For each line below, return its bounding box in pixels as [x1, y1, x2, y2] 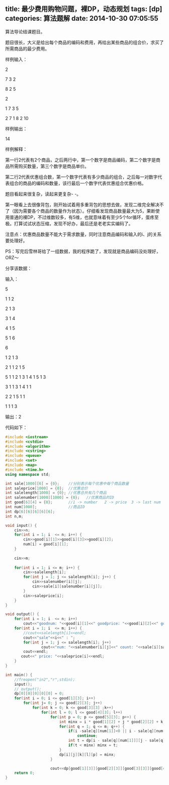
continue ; [77, 733, 98, 739]
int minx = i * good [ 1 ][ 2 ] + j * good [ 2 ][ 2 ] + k [59, 719, 163, 724]
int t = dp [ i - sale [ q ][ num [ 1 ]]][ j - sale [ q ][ [68, 738, 167, 743]
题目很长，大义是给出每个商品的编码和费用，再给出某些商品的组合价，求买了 [5, 39, 164, 45]
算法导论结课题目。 [5, 28, 45, 34]
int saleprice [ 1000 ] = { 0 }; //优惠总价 [5, 486, 88, 491]
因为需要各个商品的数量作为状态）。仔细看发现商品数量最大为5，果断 [14, 208, 156, 214]
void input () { [5, 523, 37, 528]
